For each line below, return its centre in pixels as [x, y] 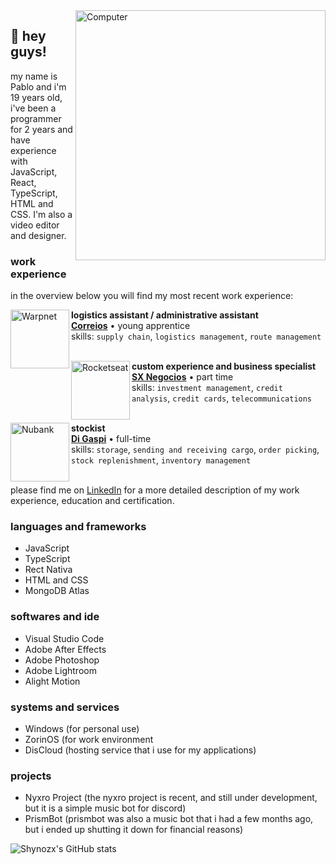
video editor [35, 225]
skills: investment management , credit [207, 388]
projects [31, 776]
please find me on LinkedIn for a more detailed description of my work [155, 490]
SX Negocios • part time [182, 377]
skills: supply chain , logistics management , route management [196, 336]
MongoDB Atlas [57, 591]
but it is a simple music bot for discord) [105, 808]
